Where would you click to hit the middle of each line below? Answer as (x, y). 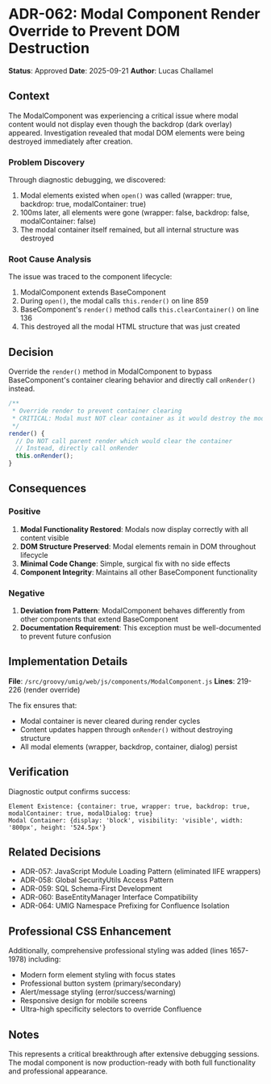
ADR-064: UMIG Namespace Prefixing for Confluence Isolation (125, 906)
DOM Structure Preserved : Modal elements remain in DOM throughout (138, 546)
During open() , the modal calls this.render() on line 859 (114, 301)
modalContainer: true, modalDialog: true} (81, 813)
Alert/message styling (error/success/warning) (98, 992)
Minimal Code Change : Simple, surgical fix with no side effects (125, 563)
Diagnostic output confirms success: (69, 791)
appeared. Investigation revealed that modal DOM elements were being (127, 132)
